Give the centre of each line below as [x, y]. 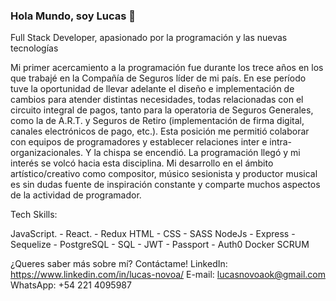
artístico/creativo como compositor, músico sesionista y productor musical [164, 174]
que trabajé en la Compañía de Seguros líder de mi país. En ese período [158, 78]
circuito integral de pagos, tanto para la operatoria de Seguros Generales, [162, 110]
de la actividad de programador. [76, 195]
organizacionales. [47, 153]
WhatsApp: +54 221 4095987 [71, 285]
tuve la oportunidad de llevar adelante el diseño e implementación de [152, 89]
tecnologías [34, 48]
